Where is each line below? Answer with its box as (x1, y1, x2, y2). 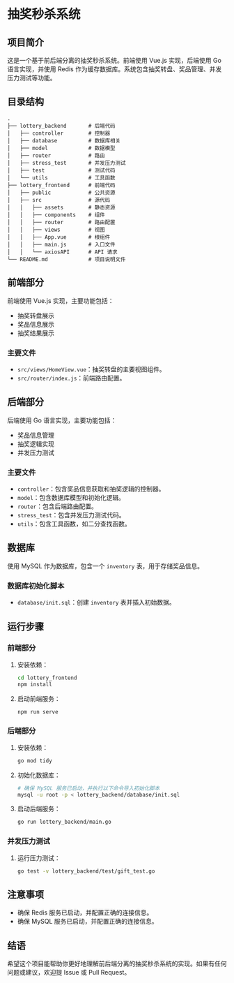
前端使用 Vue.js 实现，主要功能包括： (7, 296, 114, 304)
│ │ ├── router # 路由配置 (7, 219, 116, 226)
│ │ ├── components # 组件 (7, 211, 106, 219)
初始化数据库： (17, 771, 61, 779)
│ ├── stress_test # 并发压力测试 (7, 159, 126, 166)
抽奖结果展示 (17, 329, 54, 337)
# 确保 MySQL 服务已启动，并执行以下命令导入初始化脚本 (17, 785, 160, 792)
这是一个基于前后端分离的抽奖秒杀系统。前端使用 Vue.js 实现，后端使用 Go (7, 57, 221, 64)
